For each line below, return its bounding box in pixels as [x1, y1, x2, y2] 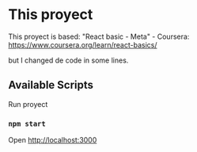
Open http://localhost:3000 [8, 135, 97, 145]
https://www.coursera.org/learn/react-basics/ [8, 40, 157, 49]
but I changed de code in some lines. [8, 55, 129, 65]
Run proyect [8, 99, 48, 108]
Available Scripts [8, 78, 93, 92]
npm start [8, 119, 46, 128]
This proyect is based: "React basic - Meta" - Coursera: [8, 32, 190, 41]
